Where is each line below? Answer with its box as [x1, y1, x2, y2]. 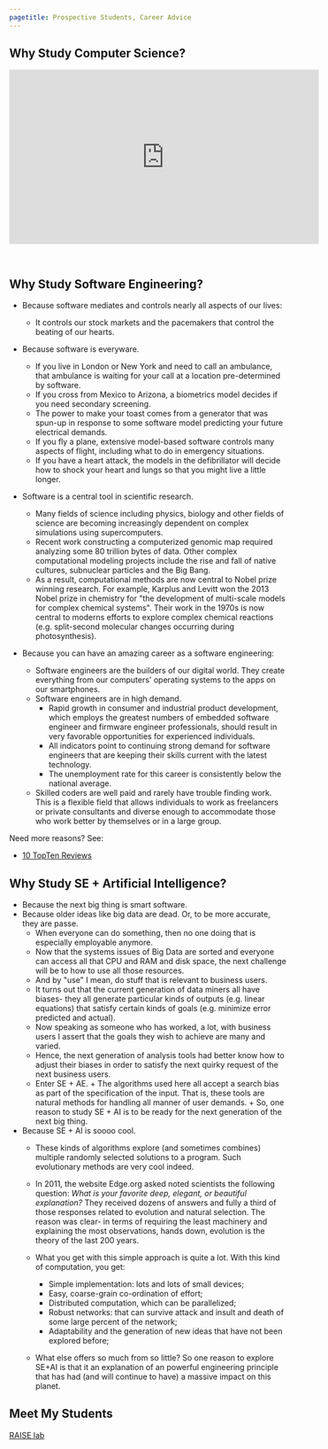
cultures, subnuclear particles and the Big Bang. [34, 565, 210, 576]
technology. [48, 760, 92, 770]
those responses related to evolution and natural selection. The [34, 1207, 265, 1218]
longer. [34, 474, 61, 485]
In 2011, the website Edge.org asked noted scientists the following [34, 1179, 276, 1189]
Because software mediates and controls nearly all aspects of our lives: [21, 300, 283, 311]
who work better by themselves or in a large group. [34, 816, 222, 827]
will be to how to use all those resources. [34, 965, 185, 976]
